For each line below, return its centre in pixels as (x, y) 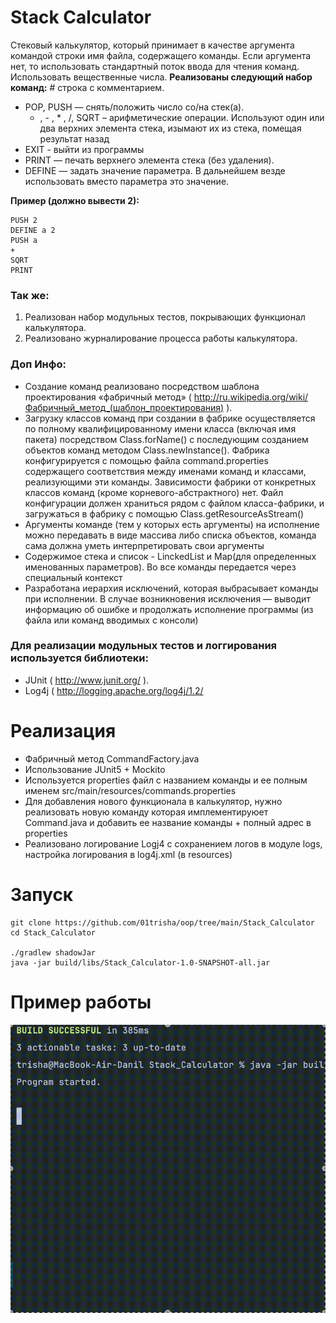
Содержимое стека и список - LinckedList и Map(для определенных (170, 556)
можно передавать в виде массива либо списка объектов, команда (170, 535)
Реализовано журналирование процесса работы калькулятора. (161, 338)
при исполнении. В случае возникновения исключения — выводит (167, 598)
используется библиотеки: (79, 658)
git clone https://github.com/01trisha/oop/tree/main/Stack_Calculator (162, 922)
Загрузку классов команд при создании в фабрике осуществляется (170, 418)
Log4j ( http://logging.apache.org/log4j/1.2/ (114, 690)
